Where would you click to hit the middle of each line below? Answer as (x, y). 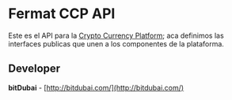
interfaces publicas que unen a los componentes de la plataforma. (116, 43)
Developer (34, 69)
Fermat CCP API (62, 14)
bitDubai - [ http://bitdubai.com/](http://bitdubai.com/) (96, 87)
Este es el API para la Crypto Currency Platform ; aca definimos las (116, 35)
